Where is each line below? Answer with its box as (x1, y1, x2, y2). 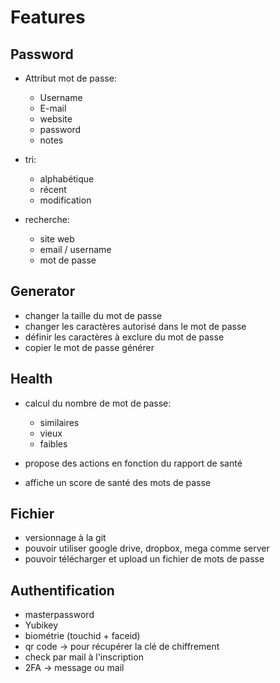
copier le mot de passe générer (24, 341, 155, 353)
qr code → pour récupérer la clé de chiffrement (24, 641, 220, 653)
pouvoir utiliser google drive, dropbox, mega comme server (24, 542, 270, 555)
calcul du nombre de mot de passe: (24, 397, 172, 409)
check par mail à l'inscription (24, 651, 144, 663)
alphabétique (39, 173, 95, 185)
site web (39, 233, 75, 245)
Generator (10, 283, 76, 300)
